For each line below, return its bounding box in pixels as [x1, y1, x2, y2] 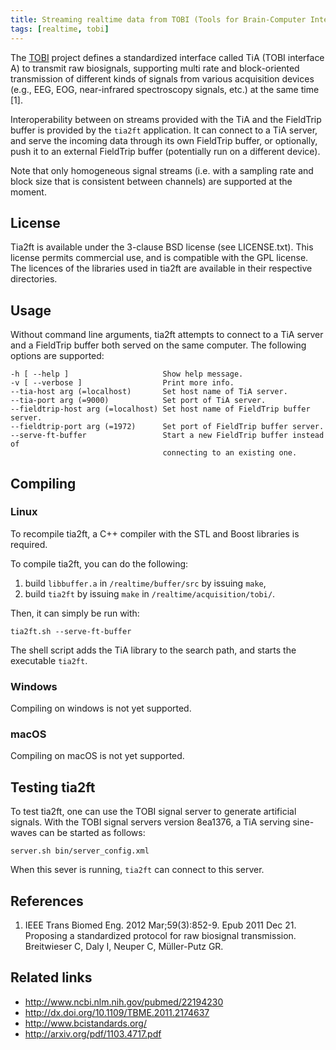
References [10, 892, 84, 910]
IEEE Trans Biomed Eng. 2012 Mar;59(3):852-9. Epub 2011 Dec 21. [24, 919, 297, 931]
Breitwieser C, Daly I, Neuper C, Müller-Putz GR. [24, 941, 224, 953]
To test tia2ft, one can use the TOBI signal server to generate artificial [10, 806, 297, 818]
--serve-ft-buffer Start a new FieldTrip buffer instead [10, 431, 325, 441]
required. [10, 538, 48, 550]
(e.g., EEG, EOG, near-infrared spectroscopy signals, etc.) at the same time [10, 83, 320, 95]
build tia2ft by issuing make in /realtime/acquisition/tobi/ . [24, 587, 276, 600]
